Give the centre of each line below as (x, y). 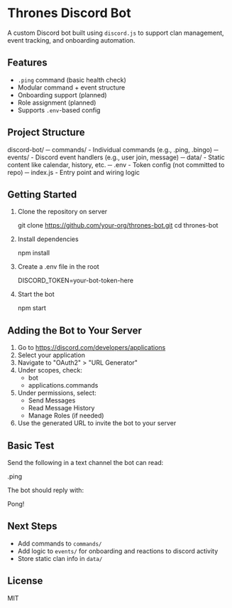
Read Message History (61, 408)
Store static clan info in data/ (60, 558)
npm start (32, 308)
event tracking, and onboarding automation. (71, 40)
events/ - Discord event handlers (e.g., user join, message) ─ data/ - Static (116, 157)
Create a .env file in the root (58, 267)
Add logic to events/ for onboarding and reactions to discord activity (118, 551)
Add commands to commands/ (60, 543)
